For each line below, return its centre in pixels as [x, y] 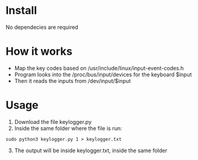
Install [21, 11]
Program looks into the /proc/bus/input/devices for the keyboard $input [103, 74]
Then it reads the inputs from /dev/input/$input [73, 81]
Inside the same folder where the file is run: [68, 128]
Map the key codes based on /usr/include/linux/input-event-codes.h [99, 68]
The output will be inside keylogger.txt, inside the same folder [91, 150]
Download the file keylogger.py [53, 122]
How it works [39, 51]
